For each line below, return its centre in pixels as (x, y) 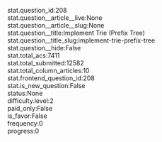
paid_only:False (30, 108)
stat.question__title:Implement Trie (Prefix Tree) (76, 33)
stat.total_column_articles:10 (48, 71)
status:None (25, 93)
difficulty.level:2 (31, 101)
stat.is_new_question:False (46, 86)
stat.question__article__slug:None (56, 25)
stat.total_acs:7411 (34, 55)
